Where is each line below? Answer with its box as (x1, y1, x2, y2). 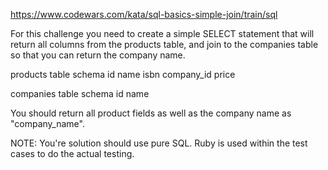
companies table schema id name (10, 88, 150, 99)
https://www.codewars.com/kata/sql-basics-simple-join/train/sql (10, 9, 278, 20)
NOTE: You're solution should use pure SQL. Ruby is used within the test (10, 137, 308, 149)
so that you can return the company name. (10, 49, 186, 61)
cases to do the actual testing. (10, 148, 135, 159)
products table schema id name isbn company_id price (10, 69, 236, 80)
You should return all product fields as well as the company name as (10, 107, 292, 119)
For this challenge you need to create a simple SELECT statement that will (10, 28, 315, 39)
